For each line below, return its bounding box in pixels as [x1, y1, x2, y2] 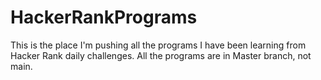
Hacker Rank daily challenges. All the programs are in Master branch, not [10, 49, 312, 61]
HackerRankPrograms [10, 6, 198, 29]
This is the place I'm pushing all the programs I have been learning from [10, 39, 307, 51]
